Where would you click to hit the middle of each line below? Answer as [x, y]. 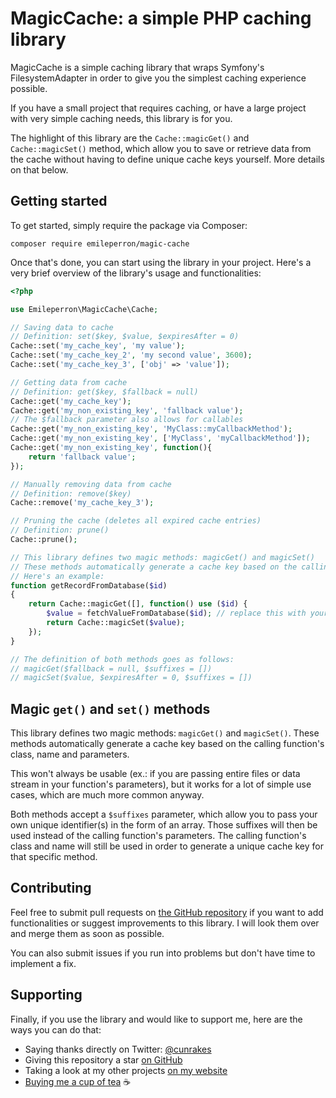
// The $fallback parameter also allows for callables [127, 420]
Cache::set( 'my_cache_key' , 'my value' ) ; [98, 346]
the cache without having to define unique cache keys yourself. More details [167, 159]
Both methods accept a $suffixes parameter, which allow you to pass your [164, 814]
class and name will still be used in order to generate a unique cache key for [167, 846]
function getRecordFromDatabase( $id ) [89, 585]
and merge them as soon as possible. [87, 933]
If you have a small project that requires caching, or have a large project [158, 108]
